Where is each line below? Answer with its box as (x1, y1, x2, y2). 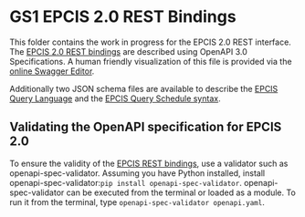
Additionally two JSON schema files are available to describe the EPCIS (9, 83, 279, 94)
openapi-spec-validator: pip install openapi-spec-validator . (9, 177, 242, 188)
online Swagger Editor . (9, 66, 95, 77)
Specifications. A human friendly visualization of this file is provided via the (9, 56, 292, 67)
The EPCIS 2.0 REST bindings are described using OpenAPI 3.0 (9, 46, 248, 57)
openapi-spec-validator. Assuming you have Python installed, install (9, 167, 266, 179)
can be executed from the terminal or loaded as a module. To (66, 187, 297, 198)
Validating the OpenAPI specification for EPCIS (9, 119, 282, 135)
